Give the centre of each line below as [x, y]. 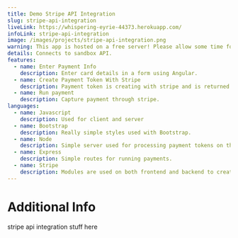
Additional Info [52, 207]
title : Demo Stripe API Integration [61, 14]
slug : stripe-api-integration [52, 21]
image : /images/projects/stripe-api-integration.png [87, 40]
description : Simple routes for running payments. [96, 159]
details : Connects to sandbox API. [60, 54]
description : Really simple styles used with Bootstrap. [106, 132]
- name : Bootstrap [41, 126]
